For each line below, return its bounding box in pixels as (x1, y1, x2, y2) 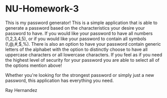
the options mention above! (5, 62, 62, 68)
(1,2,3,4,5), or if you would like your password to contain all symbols (5, 36, 146, 42)
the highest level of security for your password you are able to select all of (5, 57, 160, 63)
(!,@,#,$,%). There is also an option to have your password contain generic (5, 41, 161, 47)
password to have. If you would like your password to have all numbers (5, 30, 153, 36)
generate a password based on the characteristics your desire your (5, 25, 145, 31)
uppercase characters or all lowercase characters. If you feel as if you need (5, 51, 162, 58)
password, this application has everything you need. (5, 77, 114, 83)
